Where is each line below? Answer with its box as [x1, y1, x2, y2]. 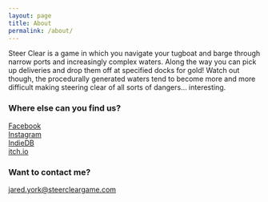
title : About [8, 19, 52, 27]
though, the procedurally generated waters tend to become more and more [8, 74, 256, 84]
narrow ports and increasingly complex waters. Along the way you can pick [8, 57, 257, 67]
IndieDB [8, 138, 34, 147]
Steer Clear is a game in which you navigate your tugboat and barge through [8, 49, 261, 59]
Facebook [8, 121, 42, 131]
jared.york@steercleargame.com [8, 184, 117, 194]
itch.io [8, 146, 29, 156]
